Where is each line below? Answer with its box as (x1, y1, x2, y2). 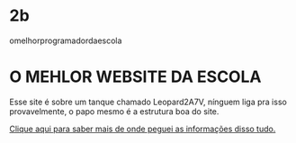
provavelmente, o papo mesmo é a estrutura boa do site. (9, 105, 220, 117)
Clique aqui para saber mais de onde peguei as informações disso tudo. (9, 123, 276, 134)
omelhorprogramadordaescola (9, 35, 122, 46)
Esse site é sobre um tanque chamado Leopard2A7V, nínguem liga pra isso (9, 96, 288, 107)
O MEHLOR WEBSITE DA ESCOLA (9, 67, 262, 87)
